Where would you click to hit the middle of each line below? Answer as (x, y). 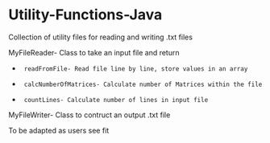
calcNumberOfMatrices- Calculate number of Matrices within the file (143, 84)
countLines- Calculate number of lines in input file (116, 100)
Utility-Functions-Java (85, 15)
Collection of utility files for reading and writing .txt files (101, 37)
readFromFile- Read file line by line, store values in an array (136, 69)
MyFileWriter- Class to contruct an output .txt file (89, 115)
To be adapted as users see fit (59, 130)
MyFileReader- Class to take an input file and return (94, 52)
